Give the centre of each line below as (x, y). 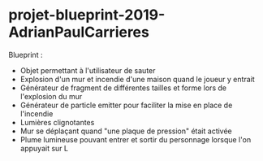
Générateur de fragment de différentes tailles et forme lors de (123, 88)
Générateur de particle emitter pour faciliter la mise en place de (126, 105)
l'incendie (37, 113)
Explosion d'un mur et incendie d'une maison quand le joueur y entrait (137, 79)
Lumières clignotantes (57, 122)
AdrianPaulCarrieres (79, 32)
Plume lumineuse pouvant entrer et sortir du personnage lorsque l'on (136, 139)
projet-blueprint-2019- (87, 15)
